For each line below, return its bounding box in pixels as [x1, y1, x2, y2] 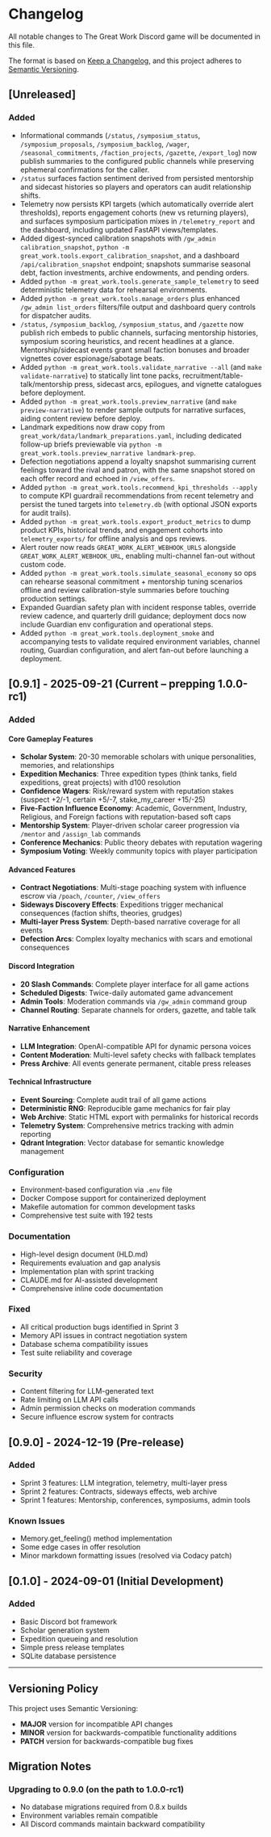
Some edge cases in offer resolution [19, 1542, 141, 1552]
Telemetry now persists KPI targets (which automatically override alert [19, 199, 254, 208]
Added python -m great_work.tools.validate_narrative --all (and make [19, 362, 262, 371]
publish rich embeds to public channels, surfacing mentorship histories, [19, 328, 259, 338]
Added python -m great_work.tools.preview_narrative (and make [19, 396, 237, 406]
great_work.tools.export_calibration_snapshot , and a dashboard [19, 250, 240, 260]
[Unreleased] [8, 88, 77, 102]
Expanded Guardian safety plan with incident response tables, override [19, 602, 256, 612]
